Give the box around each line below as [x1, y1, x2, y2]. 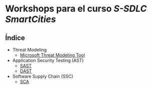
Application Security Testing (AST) [12, 57, 84, 63]
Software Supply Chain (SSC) [12, 73, 73, 79]
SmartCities [5, 13, 56, 25]
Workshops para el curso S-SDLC [5, 3, 147, 14]
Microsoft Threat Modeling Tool [19, 52, 85, 58]
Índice [5, 33, 25, 42]
